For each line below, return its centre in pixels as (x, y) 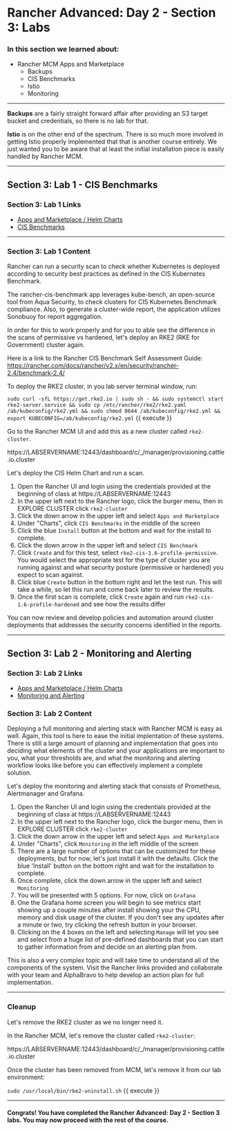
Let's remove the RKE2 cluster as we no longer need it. (85, 1022)
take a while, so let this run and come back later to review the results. (116, 590)
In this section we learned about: (63, 49)
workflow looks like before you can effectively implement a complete (105, 765)
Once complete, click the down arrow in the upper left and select (109, 881)
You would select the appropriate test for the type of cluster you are (114, 560)
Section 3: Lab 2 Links (45, 673)
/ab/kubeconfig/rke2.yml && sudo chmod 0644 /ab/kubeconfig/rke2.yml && (114, 411)
